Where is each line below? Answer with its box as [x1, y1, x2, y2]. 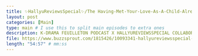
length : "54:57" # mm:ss [6, 41, 67, 47]
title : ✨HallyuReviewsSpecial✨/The [6, 8, 95, 15]
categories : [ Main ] [6, 19, 54, 25]
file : [6, 36, 19, 41]
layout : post [6, 14, 38, 20]
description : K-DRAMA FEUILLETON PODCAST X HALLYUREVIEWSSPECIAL [6, 30, 170, 36]
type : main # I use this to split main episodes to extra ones [6, 24, 165, 31]
